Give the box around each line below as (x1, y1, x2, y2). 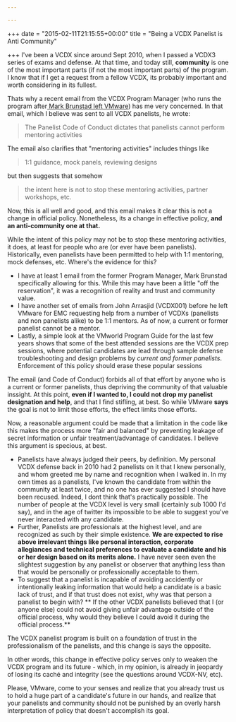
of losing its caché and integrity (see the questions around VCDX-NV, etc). (7, 670, 223, 678)
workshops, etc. (24, 192, 72, 201)
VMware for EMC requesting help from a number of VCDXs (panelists (17, 309, 219, 317)
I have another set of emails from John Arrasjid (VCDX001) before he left (17, 301, 228, 309)
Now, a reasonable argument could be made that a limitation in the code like (7, 418, 228, 427)
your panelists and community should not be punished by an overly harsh (7, 699, 221, 707)
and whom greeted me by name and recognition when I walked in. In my (17, 470, 227, 478)
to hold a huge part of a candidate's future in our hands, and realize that (7, 691, 216, 699)
